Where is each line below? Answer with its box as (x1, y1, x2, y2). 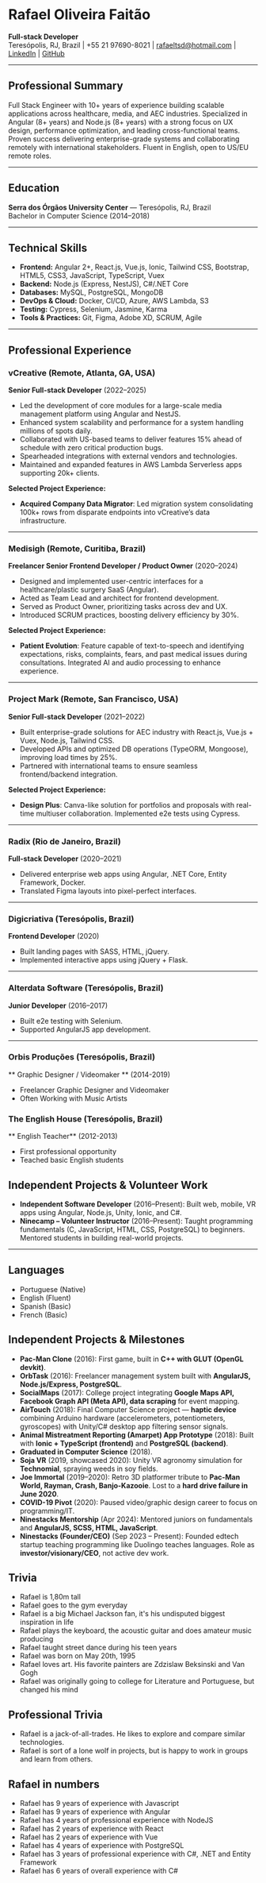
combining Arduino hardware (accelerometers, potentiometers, (19, 1413, 226, 1422)
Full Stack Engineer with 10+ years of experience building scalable (8, 100, 225, 110)
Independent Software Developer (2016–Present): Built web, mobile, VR (19, 1199, 256, 1209)
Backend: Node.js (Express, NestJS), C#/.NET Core (19, 280, 188, 289)
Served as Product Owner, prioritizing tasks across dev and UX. (19, 602, 228, 612)
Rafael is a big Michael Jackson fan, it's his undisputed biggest (19, 1609, 226, 1619)
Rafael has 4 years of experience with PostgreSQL (19, 1841, 184, 1850)
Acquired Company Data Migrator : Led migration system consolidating (19, 499, 253, 509)
